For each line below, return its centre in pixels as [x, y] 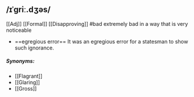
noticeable [19, 30]
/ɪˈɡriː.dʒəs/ [29, 10]
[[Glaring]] [27, 82]
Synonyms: [21, 61]
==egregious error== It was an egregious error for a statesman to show [101, 41]
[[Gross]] [26, 88]
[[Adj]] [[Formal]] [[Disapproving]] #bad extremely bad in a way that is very [97, 24]
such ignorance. [34, 48]
